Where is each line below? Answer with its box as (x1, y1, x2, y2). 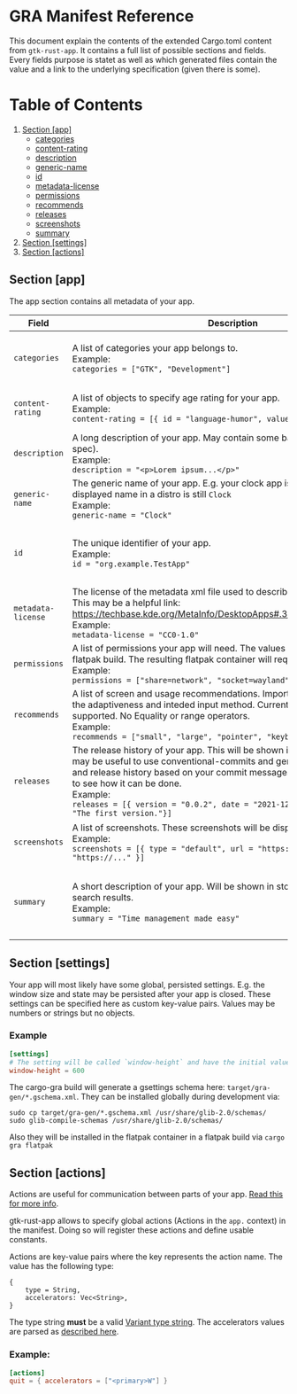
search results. (72, 891, 134, 903)
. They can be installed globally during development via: (76, 1092, 280, 1102)
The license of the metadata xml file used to (72, 585, 255, 597)
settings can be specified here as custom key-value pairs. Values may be (9, 998, 276, 1009)
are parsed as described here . (9, 1327, 119, 1337)
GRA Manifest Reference (9, 6, 194, 27)
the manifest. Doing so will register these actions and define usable (9, 1225, 255, 1235)
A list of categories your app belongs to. (72, 341, 239, 354)
